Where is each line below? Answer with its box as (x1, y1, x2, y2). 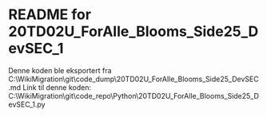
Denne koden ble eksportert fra (8, 65, 112, 75)
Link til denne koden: (22, 82, 92, 92)
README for (8, 6, 92, 24)
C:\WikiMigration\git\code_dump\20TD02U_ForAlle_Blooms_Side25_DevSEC (8, 74, 259, 84)
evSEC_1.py (8, 99, 46, 109)
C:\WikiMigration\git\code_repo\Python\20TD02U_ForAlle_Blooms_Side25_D (8, 91, 260, 100)
